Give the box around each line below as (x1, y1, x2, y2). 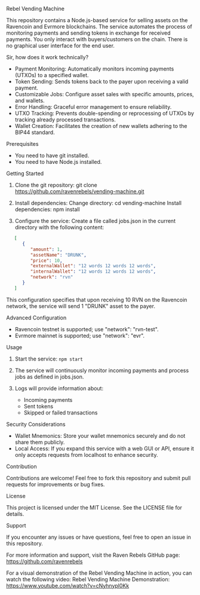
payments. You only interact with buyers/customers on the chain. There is (6, 36, 188, 42)
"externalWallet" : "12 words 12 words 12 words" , (30, 263, 156, 269)
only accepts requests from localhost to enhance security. (14, 451, 158, 458)
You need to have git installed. (14, 152, 90, 159)
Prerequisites (6, 141, 39, 147)
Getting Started (6, 170, 44, 177)
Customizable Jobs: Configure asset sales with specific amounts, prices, (14, 91, 194, 97)
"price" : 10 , (30, 257, 63, 264)
